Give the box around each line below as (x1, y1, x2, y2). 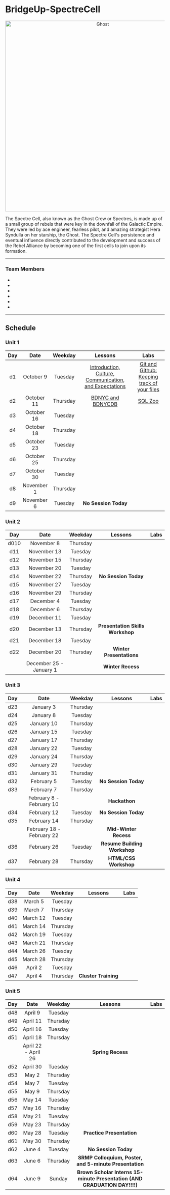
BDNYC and (91, 394, 119, 401)
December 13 (28, 625, 62, 633)
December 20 (28, 648, 62, 655)
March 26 (22, 947, 46, 954)
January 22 (30, 744, 58, 752)
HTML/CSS (108, 854, 136, 861)
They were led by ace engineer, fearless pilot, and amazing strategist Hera (5, 226, 160, 232)
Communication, (86, 376, 125, 383)
